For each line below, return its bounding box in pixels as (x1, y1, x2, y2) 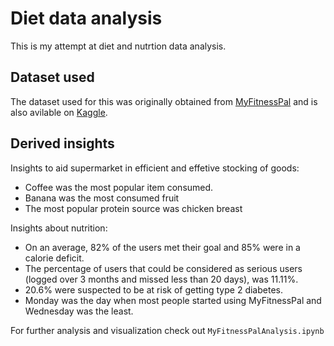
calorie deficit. (24, 252, 85, 264)
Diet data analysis (10, 7, 163, 30)
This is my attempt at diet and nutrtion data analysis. (10, 40, 227, 52)
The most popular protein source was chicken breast (24, 202, 243, 214)
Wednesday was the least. (24, 305, 134, 317)
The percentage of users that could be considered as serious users (24, 262, 303, 274)
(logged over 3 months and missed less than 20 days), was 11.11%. (24, 273, 299, 285)
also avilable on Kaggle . (10, 106, 108, 118)
